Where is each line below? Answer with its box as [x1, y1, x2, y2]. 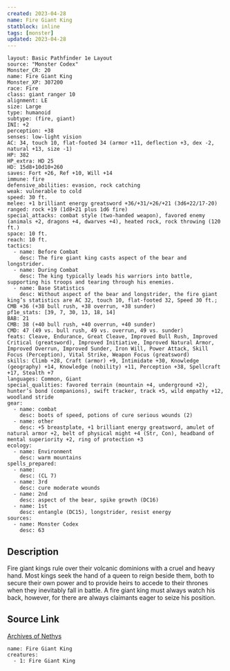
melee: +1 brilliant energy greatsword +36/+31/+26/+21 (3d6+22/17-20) [7, 200, 218, 208]
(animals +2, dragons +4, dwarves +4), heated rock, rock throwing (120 [7, 219, 221, 226]
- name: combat [13, 406, 57, 413]
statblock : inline [7, 23, 60, 30]
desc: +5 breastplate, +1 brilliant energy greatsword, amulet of [19, 424, 215, 431]
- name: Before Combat [13, 248, 79, 256]
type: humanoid [7, 109, 51, 116]
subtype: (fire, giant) [7, 116, 76, 122]
